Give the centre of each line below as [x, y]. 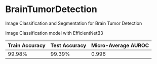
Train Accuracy [27, 45]
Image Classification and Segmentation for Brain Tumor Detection [74, 23]
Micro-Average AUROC [120, 45]
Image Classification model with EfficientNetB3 [54, 33]
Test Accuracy [68, 45]
